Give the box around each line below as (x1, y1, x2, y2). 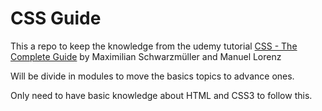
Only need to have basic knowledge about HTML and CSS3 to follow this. (10, 89, 313, 101)
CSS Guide (10, 7, 102, 30)
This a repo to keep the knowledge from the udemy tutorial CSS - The (10, 40, 298, 52)
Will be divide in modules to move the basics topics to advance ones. (10, 70, 295, 82)
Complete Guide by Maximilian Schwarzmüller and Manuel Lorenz (10, 50, 282, 62)
